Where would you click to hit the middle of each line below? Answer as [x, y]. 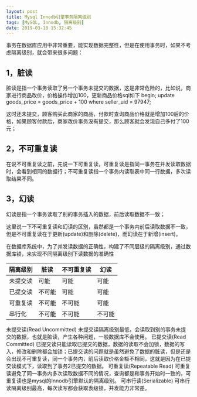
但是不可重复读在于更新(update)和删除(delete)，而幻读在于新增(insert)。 [94, 234]
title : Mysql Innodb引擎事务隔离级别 [49, 17]
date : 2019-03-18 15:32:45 [39, 28]
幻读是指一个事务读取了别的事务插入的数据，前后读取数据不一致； [86, 214]
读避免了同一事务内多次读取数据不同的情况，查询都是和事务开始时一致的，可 [98, 373]
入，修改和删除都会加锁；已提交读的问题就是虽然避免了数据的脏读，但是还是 [98, 351]
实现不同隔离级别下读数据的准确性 [73, 254]
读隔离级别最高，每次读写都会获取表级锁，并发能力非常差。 [78, 388]
